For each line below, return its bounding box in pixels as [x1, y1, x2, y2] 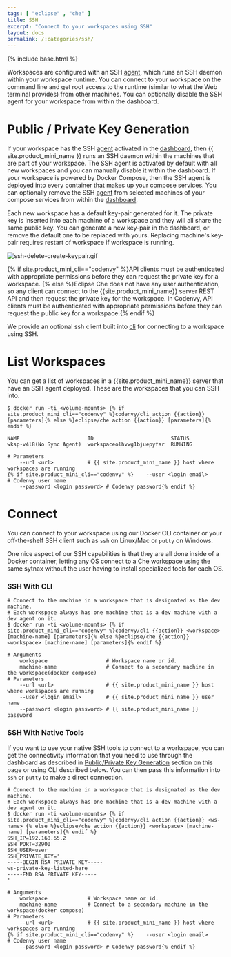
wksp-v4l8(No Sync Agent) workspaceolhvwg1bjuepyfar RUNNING [7, 441, 193, 448]
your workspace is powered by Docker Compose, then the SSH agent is [7, 174, 212, 182]
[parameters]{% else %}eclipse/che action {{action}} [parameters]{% [7, 417, 212, 424]
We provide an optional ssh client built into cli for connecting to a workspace [7, 322, 225, 331]
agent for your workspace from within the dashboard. [7, 97, 159, 106]
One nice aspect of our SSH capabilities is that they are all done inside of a [7, 549, 219, 558]
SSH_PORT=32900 [7, 840, 51, 847]
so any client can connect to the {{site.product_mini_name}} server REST [7, 287, 215, 295]
